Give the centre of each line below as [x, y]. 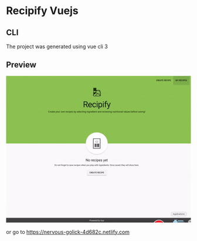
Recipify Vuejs [42, 11]
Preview [21, 65]
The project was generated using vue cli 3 [57, 46]
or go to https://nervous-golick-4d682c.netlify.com [68, 232]
